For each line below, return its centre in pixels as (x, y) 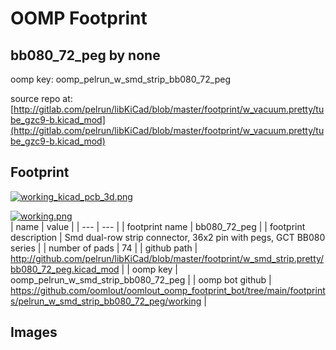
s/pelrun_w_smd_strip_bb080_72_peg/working (106, 301)
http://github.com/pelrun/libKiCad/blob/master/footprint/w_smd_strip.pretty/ (167, 258)
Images (34, 332)
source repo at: (41, 98)
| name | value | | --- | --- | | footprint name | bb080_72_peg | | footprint (158, 226)
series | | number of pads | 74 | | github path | (104, 248)
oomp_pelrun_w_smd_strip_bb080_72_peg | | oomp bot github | (141, 279)
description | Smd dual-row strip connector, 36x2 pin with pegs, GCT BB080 (168, 237)
